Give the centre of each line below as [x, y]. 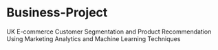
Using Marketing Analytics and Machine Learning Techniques [94, 38]
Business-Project [57, 13]
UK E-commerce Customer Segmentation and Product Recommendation [109, 32]
